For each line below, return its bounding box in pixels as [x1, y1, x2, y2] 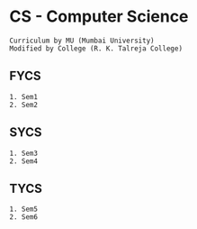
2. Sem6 [9, 213, 39, 222]
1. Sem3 [9, 149, 39, 158]
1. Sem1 [9, 92, 39, 101]
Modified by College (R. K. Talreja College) [9, 43, 183, 53]
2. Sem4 [9, 156, 39, 166]
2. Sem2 [9, 100, 39, 109]
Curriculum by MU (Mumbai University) [9, 36, 155, 45]
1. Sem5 [9, 205, 39, 214]
